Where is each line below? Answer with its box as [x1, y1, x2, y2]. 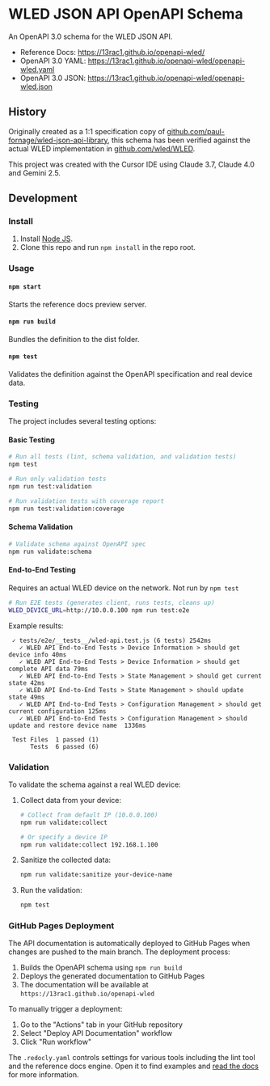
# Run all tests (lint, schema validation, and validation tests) [8, 453, 237, 461]
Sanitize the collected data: [19, 855, 112, 865]
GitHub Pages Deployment [8, 920, 115, 932]
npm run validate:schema [8, 547, 92, 556]
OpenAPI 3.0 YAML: [19, 56, 86, 65]
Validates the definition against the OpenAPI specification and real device [8, 369, 253, 378]
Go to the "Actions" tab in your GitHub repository [19, 1020, 184, 1029]
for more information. [8, 1070, 79, 1080]
